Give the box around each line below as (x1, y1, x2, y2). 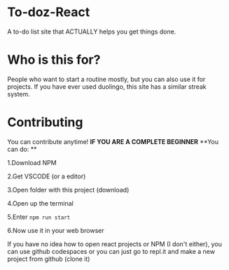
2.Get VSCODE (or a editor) (7, 172, 86, 180)
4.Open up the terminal (7, 199, 74, 207)
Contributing (7, 115, 83, 130)
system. (7, 90, 30, 98)
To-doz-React (7, 4, 90, 20)
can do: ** (7, 145, 37, 153)
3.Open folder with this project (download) (7, 185, 130, 194)
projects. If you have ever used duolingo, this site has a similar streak (7, 82, 207, 91)
